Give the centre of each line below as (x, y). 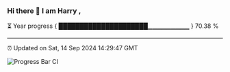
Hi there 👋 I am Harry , (44, 11)
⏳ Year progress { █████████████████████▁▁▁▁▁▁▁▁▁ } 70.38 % (113, 26)
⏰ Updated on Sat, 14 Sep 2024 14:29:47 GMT (73, 48)
